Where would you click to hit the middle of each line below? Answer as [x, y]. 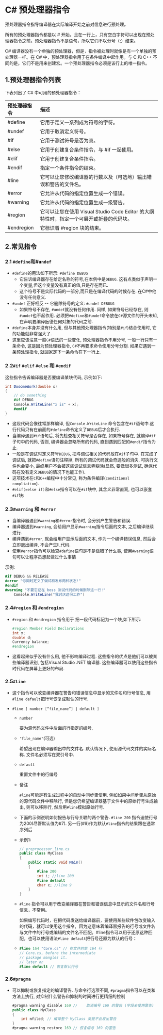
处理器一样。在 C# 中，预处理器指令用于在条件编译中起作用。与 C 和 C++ [78, 57]
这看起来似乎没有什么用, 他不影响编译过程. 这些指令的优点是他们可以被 [82, 657]
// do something [30, 395]
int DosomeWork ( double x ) [31, 386]
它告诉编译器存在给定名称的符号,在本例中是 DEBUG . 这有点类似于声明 [86, 279]
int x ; [19, 633]
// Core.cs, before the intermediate [57, 953]
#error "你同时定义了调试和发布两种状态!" [43, 581]
